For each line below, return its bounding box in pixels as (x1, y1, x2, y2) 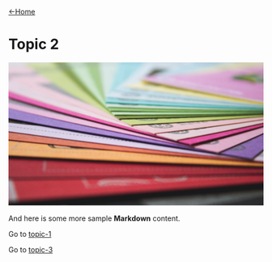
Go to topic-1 (8, 230, 52, 239)
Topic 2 (8, 36, 59, 53)
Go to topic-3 (8, 245, 53, 255)
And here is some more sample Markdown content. (8, 213, 181, 223)
